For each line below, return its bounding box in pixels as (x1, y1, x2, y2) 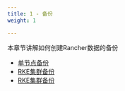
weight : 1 (7, 17, 37, 24)
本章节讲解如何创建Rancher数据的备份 (7, 43, 119, 51)
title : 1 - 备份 (7, 10, 53, 18)
